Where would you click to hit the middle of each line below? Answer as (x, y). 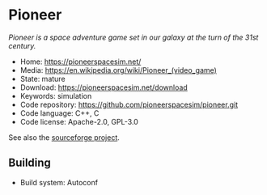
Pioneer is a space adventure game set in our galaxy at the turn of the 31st (133, 37)
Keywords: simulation (56, 95)
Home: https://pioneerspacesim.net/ (81, 61)
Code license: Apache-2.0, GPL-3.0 (79, 121)
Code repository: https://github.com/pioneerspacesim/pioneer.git (129, 104)
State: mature (43, 78)
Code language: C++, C (59, 113)
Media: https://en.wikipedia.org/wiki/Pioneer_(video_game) (118, 70)
